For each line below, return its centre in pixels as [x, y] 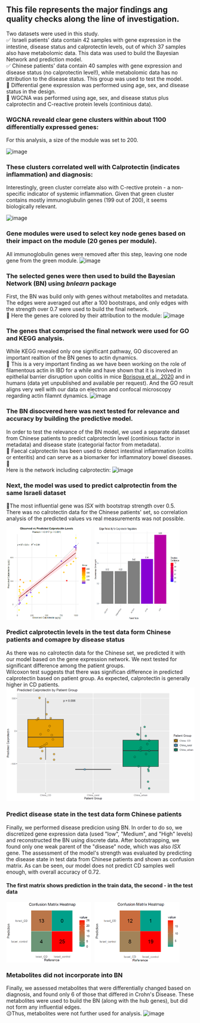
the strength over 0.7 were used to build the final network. [78, 309]
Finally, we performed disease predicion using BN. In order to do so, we [94, 827]
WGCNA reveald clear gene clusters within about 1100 [86, 119]
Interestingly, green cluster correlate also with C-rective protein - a [88, 188]
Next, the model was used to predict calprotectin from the [92, 485]
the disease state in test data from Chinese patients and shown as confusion [100, 859]
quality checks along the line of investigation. [93, 19]
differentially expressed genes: [53, 127]
